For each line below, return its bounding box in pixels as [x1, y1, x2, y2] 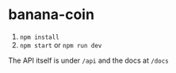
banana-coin [8, 6, 95, 24]
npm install [19, 33, 59, 41]
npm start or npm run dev [19, 40, 102, 49]
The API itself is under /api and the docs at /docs [8, 56, 169, 65]
